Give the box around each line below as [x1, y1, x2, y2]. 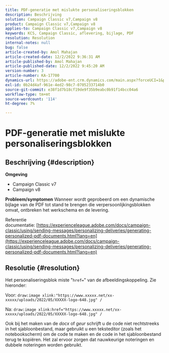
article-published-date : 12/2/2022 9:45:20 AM [5, 64, 105, 69]
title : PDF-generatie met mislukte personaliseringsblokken [5, 7, 134, 13]
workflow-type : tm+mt [5, 92, 51, 97]
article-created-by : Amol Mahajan [5, 49, 78, 54]
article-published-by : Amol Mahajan [5, 59, 82, 64]
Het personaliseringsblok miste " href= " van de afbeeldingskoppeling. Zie [5, 277, 156, 283]
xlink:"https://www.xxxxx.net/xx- [42, 293, 115, 298]
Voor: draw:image [5, 292, 40, 298]
